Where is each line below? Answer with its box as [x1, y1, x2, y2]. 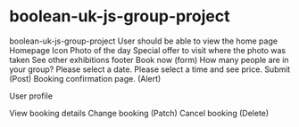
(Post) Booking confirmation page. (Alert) [9, 73, 162, 83]
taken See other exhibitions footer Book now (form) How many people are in [9, 54, 289, 65]
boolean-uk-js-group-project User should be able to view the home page [9, 36, 278, 46]
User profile [9, 91, 54, 101]
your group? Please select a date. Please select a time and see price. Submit [9, 64, 291, 75]
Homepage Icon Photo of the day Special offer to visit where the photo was [9, 44, 287, 55]
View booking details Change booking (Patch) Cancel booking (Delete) [9, 107, 270, 118]
